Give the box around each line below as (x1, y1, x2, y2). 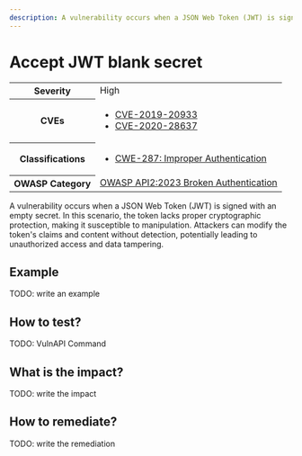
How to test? (9, 314, 82, 329)
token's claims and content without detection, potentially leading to (9, 228, 258, 239)
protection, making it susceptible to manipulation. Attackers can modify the (9, 219, 288, 230)
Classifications (19, 153, 85, 165)
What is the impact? (9, 364, 124, 380)
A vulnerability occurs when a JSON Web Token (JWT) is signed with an (9, 200, 277, 211)
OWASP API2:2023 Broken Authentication (99, 176, 278, 189)
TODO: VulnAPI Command (9, 338, 106, 349)
